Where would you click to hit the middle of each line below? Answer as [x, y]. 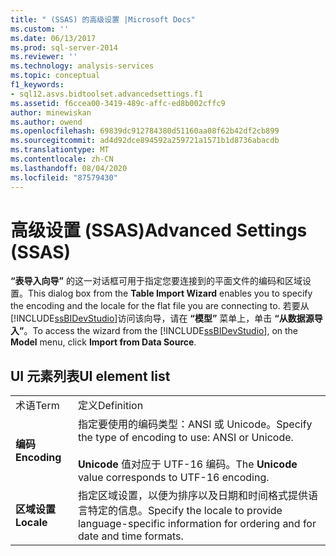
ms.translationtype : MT [60, 150]
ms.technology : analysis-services [82, 66]
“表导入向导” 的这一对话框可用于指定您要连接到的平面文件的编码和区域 [156, 281]
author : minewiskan [51, 112]
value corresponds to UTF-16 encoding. [173, 478]
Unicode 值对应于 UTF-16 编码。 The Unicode [187, 464]
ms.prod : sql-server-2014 [64, 47]
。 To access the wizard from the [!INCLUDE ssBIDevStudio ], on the [161, 331]
